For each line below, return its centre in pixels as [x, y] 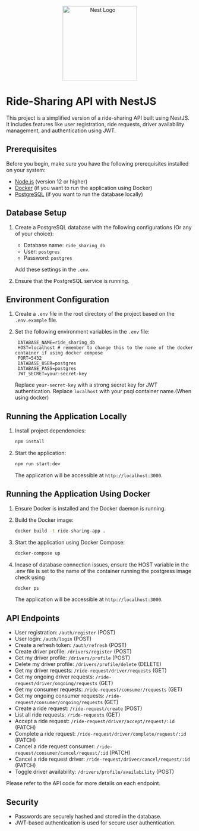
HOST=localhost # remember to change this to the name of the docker [105, 348]
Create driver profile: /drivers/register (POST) [73, 652]
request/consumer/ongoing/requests [59, 703]
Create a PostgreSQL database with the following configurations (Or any [103, 227]
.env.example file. [36, 320]
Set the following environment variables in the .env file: [82, 332]
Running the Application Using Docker [78, 494]
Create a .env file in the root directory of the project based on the [95, 314]
